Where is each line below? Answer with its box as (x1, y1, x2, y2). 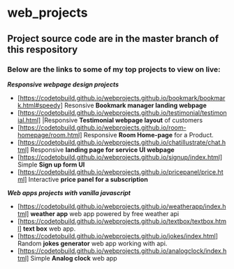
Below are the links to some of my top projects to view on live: (7, 64, 221, 74)
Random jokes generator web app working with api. (17, 239, 168, 247)
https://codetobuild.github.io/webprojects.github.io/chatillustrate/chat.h (20, 138, 226, 146)
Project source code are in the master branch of (7, 33, 219, 45)
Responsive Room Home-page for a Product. (83, 130, 214, 139)
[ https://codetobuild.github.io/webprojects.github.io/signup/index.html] (17, 153, 222, 161)
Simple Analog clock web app (30, 254, 117, 262)
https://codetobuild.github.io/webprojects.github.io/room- (20, 123, 187, 132)
